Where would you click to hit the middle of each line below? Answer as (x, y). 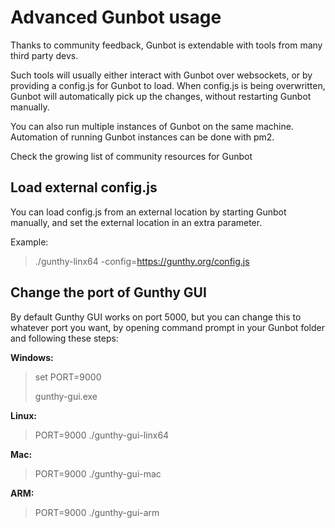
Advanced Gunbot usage (116, 17)
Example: (29, 242)
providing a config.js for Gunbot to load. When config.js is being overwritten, (168, 85)
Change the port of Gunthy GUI (108, 292)
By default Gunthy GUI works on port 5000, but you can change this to (156, 317)
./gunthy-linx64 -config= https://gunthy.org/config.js (142, 261)
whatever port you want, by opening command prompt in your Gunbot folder (167, 327)
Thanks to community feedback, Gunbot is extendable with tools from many (166, 45)
